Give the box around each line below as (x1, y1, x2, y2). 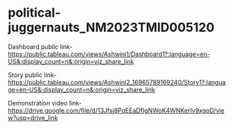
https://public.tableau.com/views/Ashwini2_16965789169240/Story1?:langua (8, 78, 226, 86)
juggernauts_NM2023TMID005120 (8, 19, 215, 35)
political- (8, 5, 61, 21)
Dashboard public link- (8, 42, 73, 51)
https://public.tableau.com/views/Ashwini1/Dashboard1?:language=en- (8, 50, 210, 58)
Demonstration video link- (8, 98, 82, 107)
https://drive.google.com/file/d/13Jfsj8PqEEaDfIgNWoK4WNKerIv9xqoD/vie (8, 106, 225, 114)
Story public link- (8, 71, 57, 79)
